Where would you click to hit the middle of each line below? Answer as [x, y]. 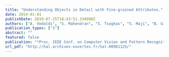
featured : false [22, 38]
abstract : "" [19, 33]
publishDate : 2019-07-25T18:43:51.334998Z [50, 19]
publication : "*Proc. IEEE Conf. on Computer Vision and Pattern [75, 42]
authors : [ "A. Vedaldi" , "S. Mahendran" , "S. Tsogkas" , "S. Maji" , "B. [82, 24]
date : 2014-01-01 [23, 14]
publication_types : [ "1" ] [32, 28]
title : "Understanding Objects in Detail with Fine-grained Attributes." [84, 10]
